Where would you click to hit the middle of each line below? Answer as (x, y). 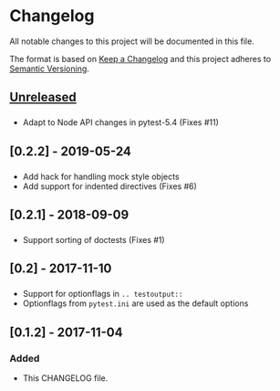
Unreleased (43, 97)
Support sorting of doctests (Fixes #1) (94, 239)
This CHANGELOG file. (65, 378)
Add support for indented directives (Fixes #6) (110, 186)
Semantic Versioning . (49, 69)
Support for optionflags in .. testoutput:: (103, 294)
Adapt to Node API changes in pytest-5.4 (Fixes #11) (120, 122)
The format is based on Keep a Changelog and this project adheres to (140, 58)
